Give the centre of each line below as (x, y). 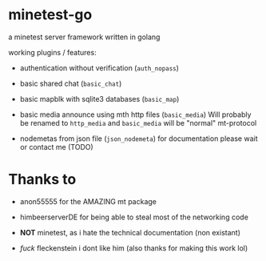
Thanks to (42, 180)
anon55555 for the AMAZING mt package (88, 201)
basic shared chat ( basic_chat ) (71, 83)
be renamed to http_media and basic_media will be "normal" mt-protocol (138, 122)
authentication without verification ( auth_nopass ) (99, 68)
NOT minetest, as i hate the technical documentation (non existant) (130, 232)
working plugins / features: (53, 52)
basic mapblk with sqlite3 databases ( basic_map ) (99, 98)
